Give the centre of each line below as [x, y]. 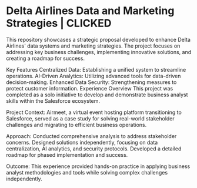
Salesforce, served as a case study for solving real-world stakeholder [90, 118]
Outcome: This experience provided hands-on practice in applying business [98, 166]
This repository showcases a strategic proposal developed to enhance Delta [98, 39]
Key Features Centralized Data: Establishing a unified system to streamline [96, 69]
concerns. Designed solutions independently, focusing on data [82, 142]
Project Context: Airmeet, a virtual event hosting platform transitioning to [94, 112]
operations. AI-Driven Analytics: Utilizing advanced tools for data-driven [94, 76]
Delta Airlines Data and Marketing [90, 11]
